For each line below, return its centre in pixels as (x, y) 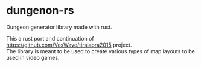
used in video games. (33, 57)
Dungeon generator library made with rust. (59, 27)
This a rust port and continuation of (50, 38)
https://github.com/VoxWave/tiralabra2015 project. (69, 45)
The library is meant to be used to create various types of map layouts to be (101, 51)
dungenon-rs (40, 10)
